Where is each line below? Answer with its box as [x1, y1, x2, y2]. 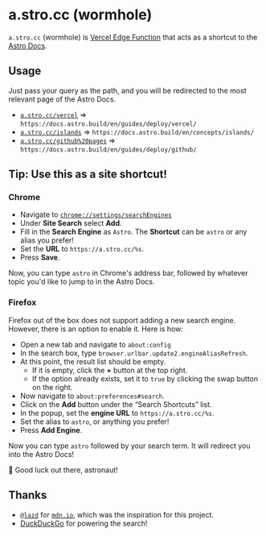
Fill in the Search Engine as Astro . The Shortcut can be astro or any [19, 227, 248, 237]
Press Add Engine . [19, 425, 83, 434]
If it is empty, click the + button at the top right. [31, 365, 188, 375]
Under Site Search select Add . [19, 218, 122, 228]
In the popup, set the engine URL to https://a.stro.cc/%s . [19, 408, 215, 418]
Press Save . [19, 252, 60, 263]
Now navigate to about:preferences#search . [19, 391, 165, 401]
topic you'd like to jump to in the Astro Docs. [8, 276, 155, 287]
